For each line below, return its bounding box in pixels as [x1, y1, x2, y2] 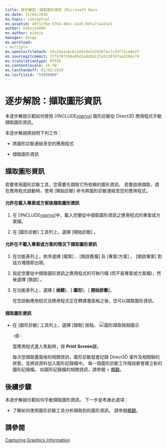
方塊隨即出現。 [16, 259, 48, 265]
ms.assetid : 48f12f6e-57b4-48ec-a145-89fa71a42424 [5, 21, 113, 26]
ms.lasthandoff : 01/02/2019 [5, 68, 64, 73]
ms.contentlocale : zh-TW [5, 63, 57, 68]
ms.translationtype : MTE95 [5, 58, 61, 63]
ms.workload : [5, 40, 32, 45]
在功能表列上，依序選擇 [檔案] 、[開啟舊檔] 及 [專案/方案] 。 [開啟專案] [12, 253, 157, 259]
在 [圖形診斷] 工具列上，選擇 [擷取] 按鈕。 [12, 322, 98, 328]
